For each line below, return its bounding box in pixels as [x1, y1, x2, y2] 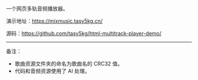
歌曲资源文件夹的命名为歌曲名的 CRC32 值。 [14, 60, 123, 67]
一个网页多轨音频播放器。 [6, 5, 68, 12]
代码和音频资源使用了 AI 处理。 [14, 68, 90, 74]
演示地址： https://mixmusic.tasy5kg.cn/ [6, 18, 103, 25]
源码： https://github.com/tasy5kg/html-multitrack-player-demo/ [6, 30, 162, 37]
